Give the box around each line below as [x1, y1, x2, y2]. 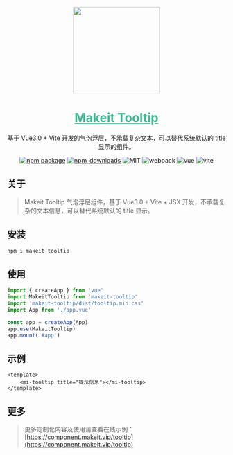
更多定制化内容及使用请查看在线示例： [24, 425, 134, 433]
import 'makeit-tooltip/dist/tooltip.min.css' [7, 300, 144, 307]
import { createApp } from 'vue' [7, 287, 104, 294]
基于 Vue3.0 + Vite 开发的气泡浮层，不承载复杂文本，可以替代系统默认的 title [7, 134, 226, 142]
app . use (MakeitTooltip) [7, 325, 76, 332]
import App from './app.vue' [7, 306, 92, 313]
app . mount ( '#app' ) [7, 332, 60, 339]
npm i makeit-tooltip [7, 247, 70, 254]
